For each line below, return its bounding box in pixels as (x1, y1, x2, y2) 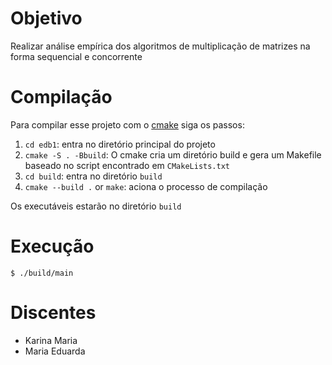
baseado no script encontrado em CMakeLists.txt (24, 159, 231, 171)
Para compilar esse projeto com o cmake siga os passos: (10, 118, 245, 131)
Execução (10, 235, 95, 258)
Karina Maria (24, 334, 78, 346)
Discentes (10, 302, 97, 324)
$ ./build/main (10, 268, 74, 278)
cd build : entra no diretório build (24, 170, 163, 182)
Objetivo (10, 7, 83, 30)
